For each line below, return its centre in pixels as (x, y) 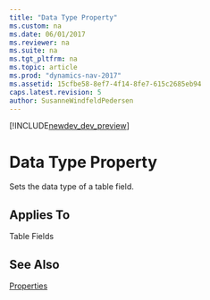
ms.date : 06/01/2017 (48, 34)
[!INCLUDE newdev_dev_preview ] (69, 126)
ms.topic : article (43, 68)
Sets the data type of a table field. (71, 187)
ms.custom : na (36, 26)
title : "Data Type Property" (63, 17)
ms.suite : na (34, 51)
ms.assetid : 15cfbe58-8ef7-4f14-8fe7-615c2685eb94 (105, 84)
